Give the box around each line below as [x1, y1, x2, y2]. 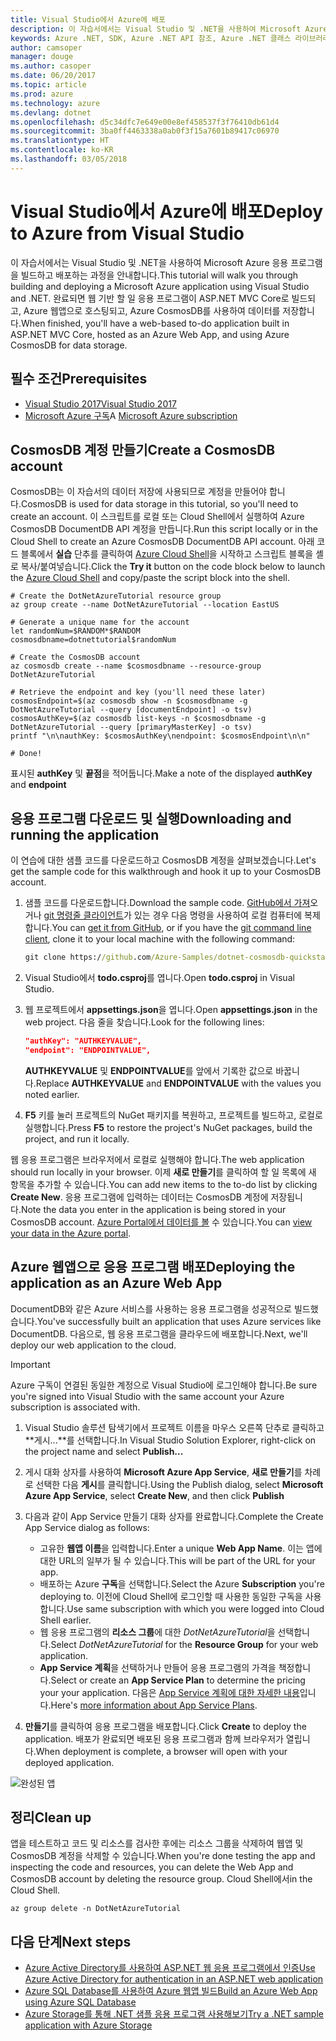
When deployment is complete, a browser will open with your [35, 1745, 288, 1757]
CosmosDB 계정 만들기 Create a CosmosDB [10, 441, 276, 458]
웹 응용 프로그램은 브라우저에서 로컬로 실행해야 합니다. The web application [10, 1153, 305, 1165]
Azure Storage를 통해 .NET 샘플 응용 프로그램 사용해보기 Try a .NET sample [24, 2008, 324, 2020]
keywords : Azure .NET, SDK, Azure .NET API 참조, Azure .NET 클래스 [10, 33, 292, 43]
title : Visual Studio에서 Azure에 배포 [10, 14, 166, 25]
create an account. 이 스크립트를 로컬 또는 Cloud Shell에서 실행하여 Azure [10, 511, 305, 523]
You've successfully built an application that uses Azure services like [36, 1315, 322, 1327]
